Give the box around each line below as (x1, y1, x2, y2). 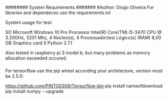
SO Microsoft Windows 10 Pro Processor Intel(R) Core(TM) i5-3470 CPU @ (5, 29, 162, 35)
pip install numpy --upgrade (5, 88, 64, 94)
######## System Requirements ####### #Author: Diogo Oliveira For (5, 5, 154, 10)
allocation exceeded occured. (5, 55, 68, 61)
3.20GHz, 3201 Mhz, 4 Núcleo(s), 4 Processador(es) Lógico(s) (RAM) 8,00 (5, 35, 161, 40)
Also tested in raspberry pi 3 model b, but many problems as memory (5, 50, 151, 56)
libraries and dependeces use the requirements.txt (5, 10, 111, 16)
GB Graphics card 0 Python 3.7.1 (5, 40, 73, 46)
